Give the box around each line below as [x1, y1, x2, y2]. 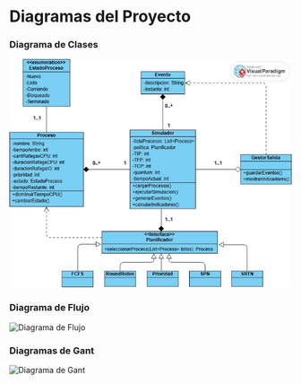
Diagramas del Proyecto [9, 6, 191, 27]
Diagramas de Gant [9, 344, 95, 356]
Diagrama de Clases [9, 39, 99, 51]
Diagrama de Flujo [9, 301, 90, 314]
